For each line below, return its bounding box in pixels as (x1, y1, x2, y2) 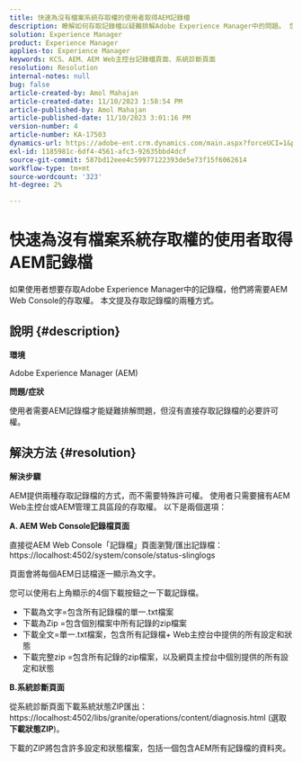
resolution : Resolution (9, 64, 99, 73)
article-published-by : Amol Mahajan (9, 105, 147, 114)
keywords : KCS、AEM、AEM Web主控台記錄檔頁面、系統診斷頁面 (9, 55, 216, 64)
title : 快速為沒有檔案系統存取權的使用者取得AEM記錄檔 (9, 13, 191, 22)
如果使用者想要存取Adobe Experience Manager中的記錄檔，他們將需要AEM (9, 284, 288, 295)
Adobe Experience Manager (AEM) (9, 367, 138, 378)
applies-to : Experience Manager (9, 47, 130, 56)
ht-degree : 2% (9, 181, 63, 190)
